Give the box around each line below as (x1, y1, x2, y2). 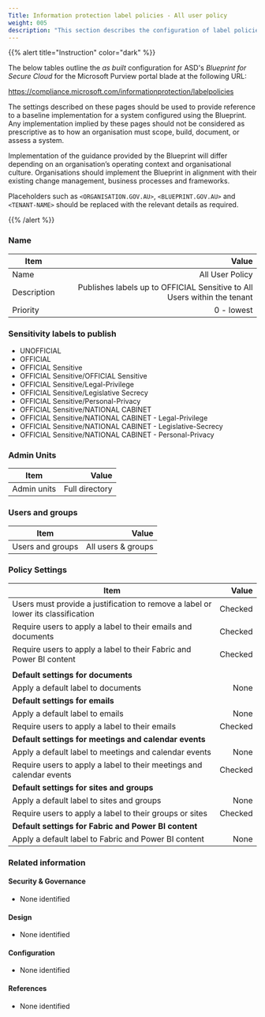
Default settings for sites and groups (12, 782, 154, 793)
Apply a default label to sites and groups (12, 795, 162, 806)
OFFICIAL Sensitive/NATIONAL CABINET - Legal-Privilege (19, 412, 208, 423)
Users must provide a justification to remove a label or (12, 598, 212, 609)
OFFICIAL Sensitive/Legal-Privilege (19, 379, 134, 389)
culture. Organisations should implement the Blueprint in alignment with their (8, 168, 257, 178)
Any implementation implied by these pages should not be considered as (8, 119, 245, 129)
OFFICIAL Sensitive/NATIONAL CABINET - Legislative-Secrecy (19, 421, 223, 431)
